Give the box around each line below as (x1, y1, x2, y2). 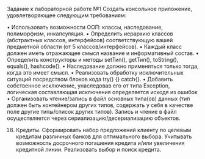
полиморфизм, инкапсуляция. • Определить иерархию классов (7, 30, 173, 37)
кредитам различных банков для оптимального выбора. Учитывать (15, 133, 192, 140)
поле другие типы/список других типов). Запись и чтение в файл (7, 108, 177, 115)
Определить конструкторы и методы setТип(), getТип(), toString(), (7, 56, 179, 63)
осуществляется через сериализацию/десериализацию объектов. (7, 114, 181, 122)
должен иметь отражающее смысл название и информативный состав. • (7, 50, 200, 57)
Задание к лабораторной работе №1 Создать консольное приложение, (7, 6, 193, 12)
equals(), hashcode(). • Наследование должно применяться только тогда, (7, 62, 199, 70)
